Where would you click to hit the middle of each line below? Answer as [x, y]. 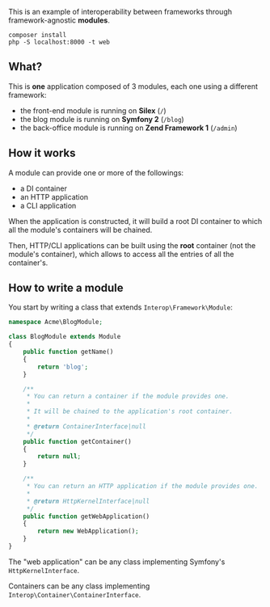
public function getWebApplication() [86, 516]
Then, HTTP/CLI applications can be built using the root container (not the [132, 245]
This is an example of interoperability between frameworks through [120, 12]
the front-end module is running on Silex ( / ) [93, 110]
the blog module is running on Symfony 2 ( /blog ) [102, 119]
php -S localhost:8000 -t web [59, 42]
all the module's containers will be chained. [80, 230]
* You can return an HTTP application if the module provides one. [142, 487]
